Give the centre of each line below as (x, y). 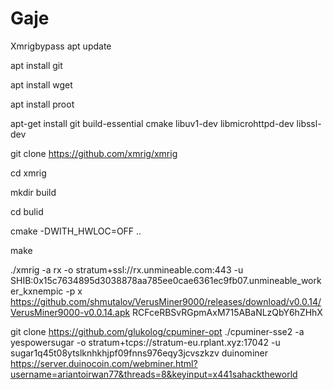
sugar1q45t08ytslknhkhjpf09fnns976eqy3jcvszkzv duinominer (139, 353)
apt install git (36, 65)
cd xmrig (28, 173)
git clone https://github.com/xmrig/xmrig (94, 153)
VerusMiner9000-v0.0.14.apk (70, 312)
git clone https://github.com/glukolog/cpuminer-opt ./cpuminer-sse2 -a (157, 331)
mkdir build (33, 192)
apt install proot (42, 104)
